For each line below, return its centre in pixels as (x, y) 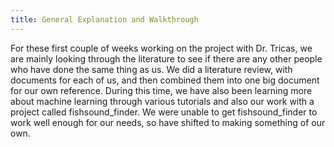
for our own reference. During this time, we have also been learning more (161, 90)
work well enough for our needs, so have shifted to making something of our (168, 122)
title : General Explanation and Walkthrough (104, 19)
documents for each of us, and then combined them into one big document (165, 80)
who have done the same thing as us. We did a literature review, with (151, 69)
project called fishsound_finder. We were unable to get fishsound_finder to (164, 112)
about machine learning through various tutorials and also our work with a (162, 101)
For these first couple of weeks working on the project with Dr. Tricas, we (161, 48)
